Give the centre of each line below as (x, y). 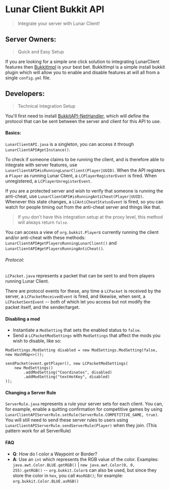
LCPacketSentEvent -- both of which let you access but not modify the (78, 301)
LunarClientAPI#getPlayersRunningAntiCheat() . (55, 248)
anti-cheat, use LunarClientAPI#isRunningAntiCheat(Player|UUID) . (75, 196)
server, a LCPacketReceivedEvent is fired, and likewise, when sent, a (75, 296)
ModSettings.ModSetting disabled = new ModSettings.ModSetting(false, (81, 350)
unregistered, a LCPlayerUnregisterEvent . (48, 181)
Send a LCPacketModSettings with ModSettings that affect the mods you (87, 335)
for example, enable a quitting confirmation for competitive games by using (84, 409)
